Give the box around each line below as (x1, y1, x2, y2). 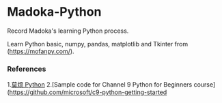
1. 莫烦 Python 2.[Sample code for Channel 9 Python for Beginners (7, 80, 193, 89)
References (7, 64, 46, 74)
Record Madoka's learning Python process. (7, 27, 129, 35)
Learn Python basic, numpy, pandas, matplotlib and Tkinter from (7, 40, 189, 48)
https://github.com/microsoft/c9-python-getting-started (9, 88, 167, 96)
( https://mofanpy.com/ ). (7, 47, 74, 55)
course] (193, 80, 216, 89)
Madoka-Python (7, 4, 102, 20)
